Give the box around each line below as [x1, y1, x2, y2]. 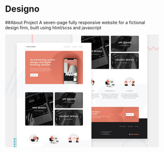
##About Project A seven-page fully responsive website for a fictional [5, 19, 145, 25]
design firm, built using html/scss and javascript [5, 24, 102, 30]
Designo [5, 3, 40, 15]
